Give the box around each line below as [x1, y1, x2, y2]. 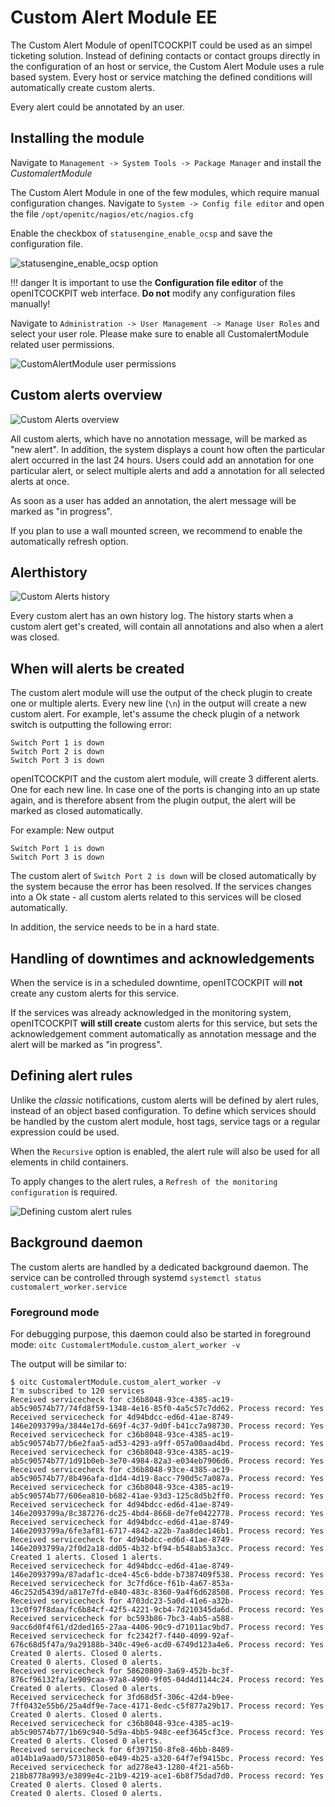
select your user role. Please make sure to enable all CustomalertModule [10, 327, 310, 340]
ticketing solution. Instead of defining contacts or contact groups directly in [10, 49, 321, 61]
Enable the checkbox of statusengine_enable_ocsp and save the [10, 227, 273, 239]
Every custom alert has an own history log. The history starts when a [10, 610, 294, 622]
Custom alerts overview [10, 387, 163, 404]
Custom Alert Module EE [10, 6, 218, 29]
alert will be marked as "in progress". [10, 1039, 163, 1050]
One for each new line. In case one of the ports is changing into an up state [10, 784, 321, 796]
